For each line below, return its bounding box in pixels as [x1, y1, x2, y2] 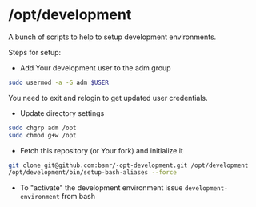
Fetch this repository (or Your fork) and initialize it [19, 145, 184, 155]
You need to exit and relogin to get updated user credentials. [8, 93, 208, 102]
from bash [61, 192, 96, 201]
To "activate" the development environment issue [19, 183, 183, 193]
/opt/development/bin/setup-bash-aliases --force [8, 169, 178, 177]
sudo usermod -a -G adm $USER [8, 78, 110, 86]
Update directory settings [19, 108, 105, 117]
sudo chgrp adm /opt [8, 124, 78, 132]
